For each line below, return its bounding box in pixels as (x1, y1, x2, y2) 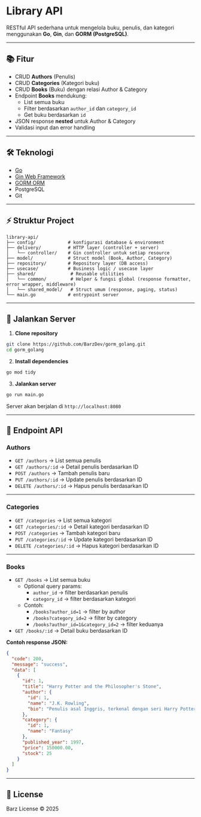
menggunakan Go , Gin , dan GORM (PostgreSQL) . (6, 30, 129, 37)
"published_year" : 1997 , (22, 739, 84, 745)
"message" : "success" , (11, 661, 68, 667)
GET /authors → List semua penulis (14, 457, 102, 464)
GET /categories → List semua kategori (14, 517, 112, 524)
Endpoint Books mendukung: (14, 92, 87, 99)
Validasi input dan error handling (14, 124, 96, 131)
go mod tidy (6, 369, 36, 375)
